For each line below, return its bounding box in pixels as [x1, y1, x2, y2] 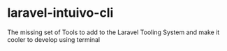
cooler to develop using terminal [7, 35, 100, 43]
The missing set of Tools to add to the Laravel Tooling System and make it [7, 28, 220, 36]
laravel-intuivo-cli [7, 5, 114, 21]
